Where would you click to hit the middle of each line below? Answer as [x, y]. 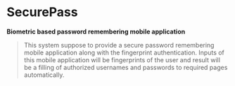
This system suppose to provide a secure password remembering [119, 45]
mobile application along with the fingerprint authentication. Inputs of [124, 52]
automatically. [44, 75]
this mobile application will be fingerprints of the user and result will [122, 59]
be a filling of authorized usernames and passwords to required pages [126, 67]
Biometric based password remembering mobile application [96, 31]
